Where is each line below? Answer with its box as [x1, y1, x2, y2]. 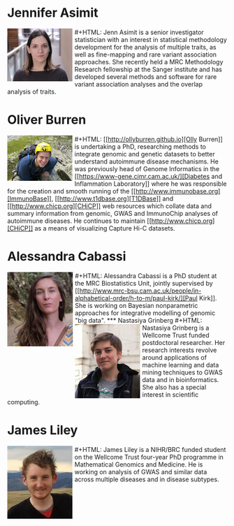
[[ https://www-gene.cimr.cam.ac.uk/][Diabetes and [74, 172, 222, 180]
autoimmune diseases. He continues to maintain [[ [7, 217, 152, 225]
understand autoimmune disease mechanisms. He [74, 157, 219, 166]
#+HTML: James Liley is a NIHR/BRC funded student [74, 445, 226, 453]
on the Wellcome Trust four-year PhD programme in [74, 453, 224, 461]
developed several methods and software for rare [74, 72, 217, 81]
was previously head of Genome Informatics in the [74, 164, 220, 173]
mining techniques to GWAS [142, 368, 223, 377]
